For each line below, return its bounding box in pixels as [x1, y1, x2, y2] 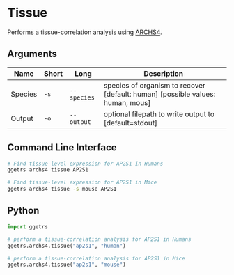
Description [143, 68, 183, 78]
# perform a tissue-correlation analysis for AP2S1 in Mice [7, 255, 186, 262]
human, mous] [103, 97, 151, 107]
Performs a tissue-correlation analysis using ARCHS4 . [7, 28, 162, 36]
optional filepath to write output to [103, 109, 214, 119]
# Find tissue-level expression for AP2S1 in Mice [7, 179, 157, 186]
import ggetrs [7, 223, 49, 230]
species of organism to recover [103, 80, 205, 90]
